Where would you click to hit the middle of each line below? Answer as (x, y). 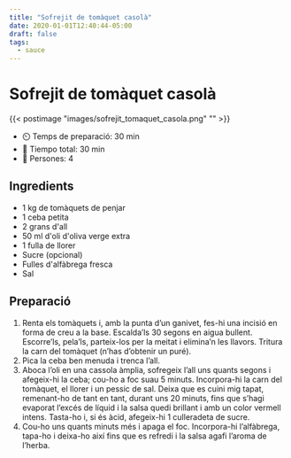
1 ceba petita (45, 217)
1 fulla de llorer (49, 245)
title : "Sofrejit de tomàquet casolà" (80, 17)
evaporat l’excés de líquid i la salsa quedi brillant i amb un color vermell (151, 408)
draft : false (33, 34)
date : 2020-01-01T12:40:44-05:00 (71, 26)
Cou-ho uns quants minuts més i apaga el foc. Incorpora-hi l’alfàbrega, (151, 426)
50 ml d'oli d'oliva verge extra (76, 236)
